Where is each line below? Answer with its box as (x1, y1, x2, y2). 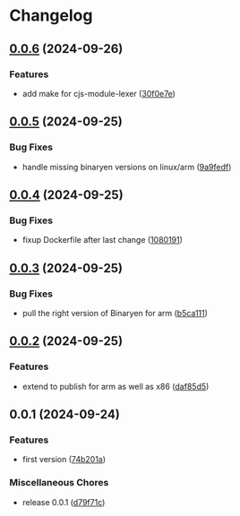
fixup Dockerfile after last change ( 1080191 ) (21, 235, 184, 245)
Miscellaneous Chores (9, 477, 109, 489)
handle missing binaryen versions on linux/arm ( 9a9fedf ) (21, 161, 232, 172)
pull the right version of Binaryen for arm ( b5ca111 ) (21, 307, 209, 318)
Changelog (9, 5, 93, 26)
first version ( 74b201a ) (21, 454, 106, 465)
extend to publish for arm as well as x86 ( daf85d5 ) (21, 381, 210, 391)
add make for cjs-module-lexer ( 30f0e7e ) (21, 88, 176, 99)
